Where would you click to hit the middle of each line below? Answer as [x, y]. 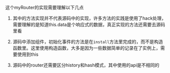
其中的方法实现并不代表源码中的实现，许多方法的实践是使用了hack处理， [89, 18]
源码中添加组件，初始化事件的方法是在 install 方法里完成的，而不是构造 [88, 42]
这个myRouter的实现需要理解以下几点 [45, 7]
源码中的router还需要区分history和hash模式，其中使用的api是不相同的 [86, 65]
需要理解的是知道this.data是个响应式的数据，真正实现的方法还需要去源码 [89, 25]
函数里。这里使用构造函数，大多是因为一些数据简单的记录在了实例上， [87, 48]
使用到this [28, 54]
